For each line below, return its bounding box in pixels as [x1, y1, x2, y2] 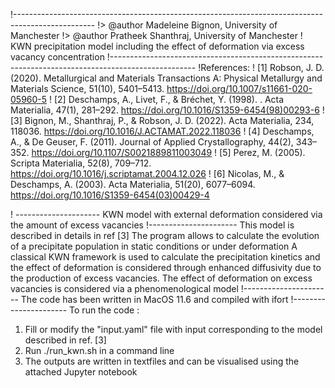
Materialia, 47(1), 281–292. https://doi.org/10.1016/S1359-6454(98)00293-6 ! [10, 104, 325, 116]
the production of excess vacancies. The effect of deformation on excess [10, 272, 313, 284]
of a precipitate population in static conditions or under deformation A [10, 240, 298, 252]
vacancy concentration [10, 51, 105, 63]
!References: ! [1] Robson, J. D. [198, 62, 325, 73]
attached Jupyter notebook [24, 366, 138, 378]
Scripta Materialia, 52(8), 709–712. [10, 157, 152, 169]
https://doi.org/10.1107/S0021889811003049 [31, 147, 213, 158]
